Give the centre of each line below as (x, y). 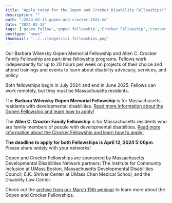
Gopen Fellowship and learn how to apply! (50, 112)
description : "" (23, 15)
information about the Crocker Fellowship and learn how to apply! (74, 132)
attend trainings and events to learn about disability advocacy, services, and (86, 69)
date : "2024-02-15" (26, 24)
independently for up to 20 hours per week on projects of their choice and (84, 64)
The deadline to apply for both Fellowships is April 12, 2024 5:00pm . (80, 142)
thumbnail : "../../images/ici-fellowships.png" (57, 39)
